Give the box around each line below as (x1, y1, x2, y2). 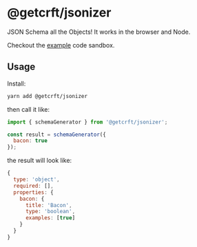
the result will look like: (7, 157, 72, 165)
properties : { (13, 188, 54, 196)
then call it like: (7, 105, 50, 113)
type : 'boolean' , (25, 208, 76, 215)
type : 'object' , (13, 176, 60, 183)
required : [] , (13, 182, 54, 189)
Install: (7, 79, 26, 88)
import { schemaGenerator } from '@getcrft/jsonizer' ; (7, 119, 168, 126)
